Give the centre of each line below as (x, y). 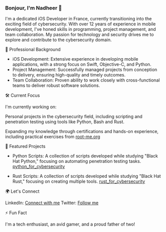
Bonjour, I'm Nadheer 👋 (34, 8)
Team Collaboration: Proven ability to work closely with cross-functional (86, 80)
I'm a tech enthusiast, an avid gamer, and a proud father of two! (70, 224)
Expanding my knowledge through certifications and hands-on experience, (82, 132)
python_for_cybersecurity (39, 166)
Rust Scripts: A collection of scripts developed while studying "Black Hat (86, 176)
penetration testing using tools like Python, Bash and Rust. (65, 122)
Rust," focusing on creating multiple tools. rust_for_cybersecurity (79, 181)
